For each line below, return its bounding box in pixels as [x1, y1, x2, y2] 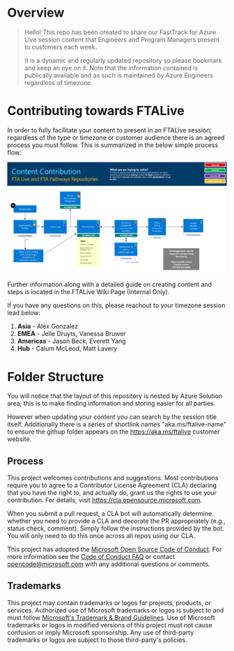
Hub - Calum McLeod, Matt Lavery [17, 344, 118, 353]
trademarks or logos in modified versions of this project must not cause [7, 620, 212, 629]
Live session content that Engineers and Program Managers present [24, 35, 220, 43]
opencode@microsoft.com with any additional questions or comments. [7, 560, 210, 569]
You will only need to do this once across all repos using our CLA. [7, 532, 196, 540]
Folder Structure [7, 369, 104, 385]
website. [7, 435, 32, 443]
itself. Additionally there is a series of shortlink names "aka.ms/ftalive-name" [7, 420, 226, 429]
